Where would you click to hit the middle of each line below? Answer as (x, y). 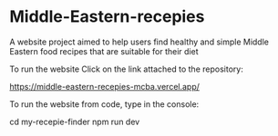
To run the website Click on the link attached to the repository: (126, 69)
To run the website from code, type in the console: (104, 104)
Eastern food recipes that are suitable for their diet (104, 51)
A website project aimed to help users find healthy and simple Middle (139, 42)
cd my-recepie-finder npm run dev (75, 121)
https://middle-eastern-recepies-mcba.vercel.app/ (105, 86)
